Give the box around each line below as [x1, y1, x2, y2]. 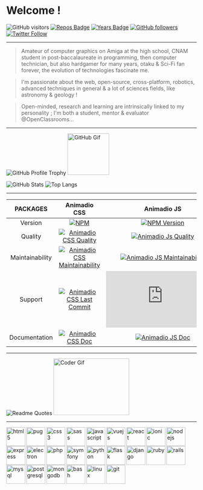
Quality [21, 232, 41, 240]
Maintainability [10, 253, 53, 261]
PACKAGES [14, 205, 48, 213]
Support [19, 295, 43, 304]
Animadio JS [144, 205, 182, 213]
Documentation [9, 333, 53, 342]
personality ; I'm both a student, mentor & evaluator [21, 109, 149, 116]
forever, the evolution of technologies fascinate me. [21, 66, 150, 74]
